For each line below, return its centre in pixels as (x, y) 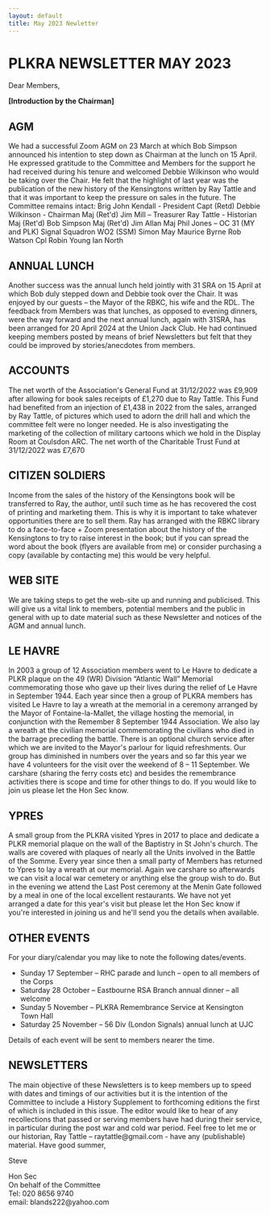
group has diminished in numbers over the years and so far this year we (128, 756)
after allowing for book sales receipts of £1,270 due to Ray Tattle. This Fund (133, 398)
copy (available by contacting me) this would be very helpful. (110, 555)
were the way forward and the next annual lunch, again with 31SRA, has (127, 320)
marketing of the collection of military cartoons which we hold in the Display (135, 433)
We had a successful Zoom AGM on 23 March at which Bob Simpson (123, 146)
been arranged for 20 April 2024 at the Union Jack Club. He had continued (133, 329)
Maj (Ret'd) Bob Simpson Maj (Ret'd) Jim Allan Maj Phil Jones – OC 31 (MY (132, 224)
